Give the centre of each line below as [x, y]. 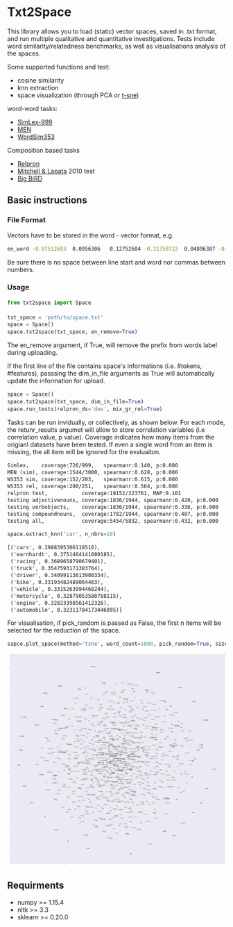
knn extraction [38, 87]
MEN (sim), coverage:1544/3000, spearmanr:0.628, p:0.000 [93, 472]
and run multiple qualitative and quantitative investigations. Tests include [111, 38]
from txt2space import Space [49, 303]
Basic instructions [48, 200]
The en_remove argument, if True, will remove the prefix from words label [112, 345]
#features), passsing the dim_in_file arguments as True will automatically [111, 374]
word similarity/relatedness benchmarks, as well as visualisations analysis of [116, 46]
